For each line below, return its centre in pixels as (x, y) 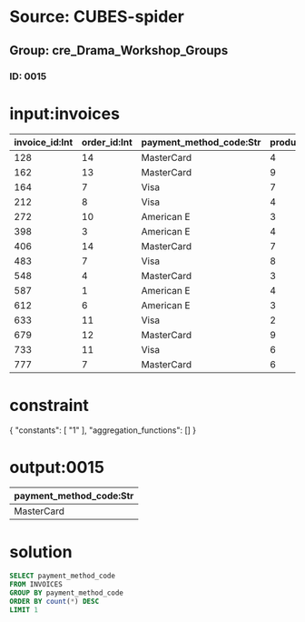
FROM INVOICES (36, 585)
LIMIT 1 (24, 610)
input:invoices (65, 113)
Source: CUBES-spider (97, 17)
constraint (49, 405)
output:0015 (57, 467)
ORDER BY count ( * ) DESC (54, 601)
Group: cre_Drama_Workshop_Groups (119, 50)
